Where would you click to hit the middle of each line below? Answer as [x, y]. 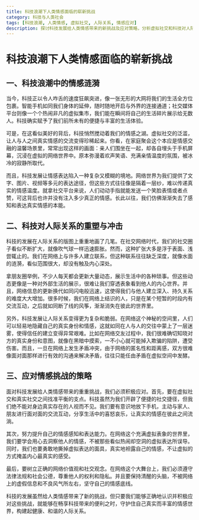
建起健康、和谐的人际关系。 [55, 511]
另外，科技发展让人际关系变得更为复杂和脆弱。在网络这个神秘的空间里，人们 [99, 319]
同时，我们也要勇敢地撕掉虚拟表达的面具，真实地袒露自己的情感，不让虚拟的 [99, 448]
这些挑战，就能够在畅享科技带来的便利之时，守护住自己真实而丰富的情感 [99, 503]
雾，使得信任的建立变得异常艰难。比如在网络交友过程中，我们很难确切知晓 [97, 334]
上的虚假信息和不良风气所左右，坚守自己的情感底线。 [71, 483]
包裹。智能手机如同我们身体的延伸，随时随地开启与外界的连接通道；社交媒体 [99, 106]
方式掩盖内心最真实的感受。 [40, 456]
